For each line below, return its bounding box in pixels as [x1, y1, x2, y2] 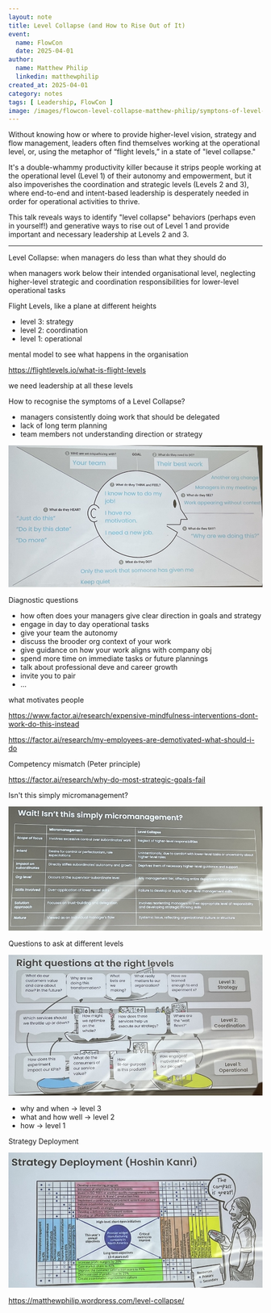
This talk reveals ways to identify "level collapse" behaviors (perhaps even [8, 212, 256, 222]
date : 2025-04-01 [15, 47, 74, 56]
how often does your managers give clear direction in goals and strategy [19, 610, 262, 621]
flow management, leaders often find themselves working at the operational [8, 138, 261, 148]
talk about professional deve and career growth [19, 662, 178, 671]
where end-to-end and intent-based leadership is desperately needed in [8, 188, 249, 198]
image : [8, 107, 31, 115]
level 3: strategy [19, 317, 74, 327]
